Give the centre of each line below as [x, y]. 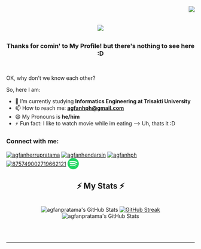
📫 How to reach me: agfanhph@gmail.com [69, 108]
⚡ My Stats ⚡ [100, 186]
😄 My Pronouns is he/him [47, 117]
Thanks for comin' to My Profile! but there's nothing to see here [100, 46]
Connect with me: [33, 142]
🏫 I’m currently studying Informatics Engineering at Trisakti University [103, 101]
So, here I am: [23, 90]
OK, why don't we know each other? [51, 78]
